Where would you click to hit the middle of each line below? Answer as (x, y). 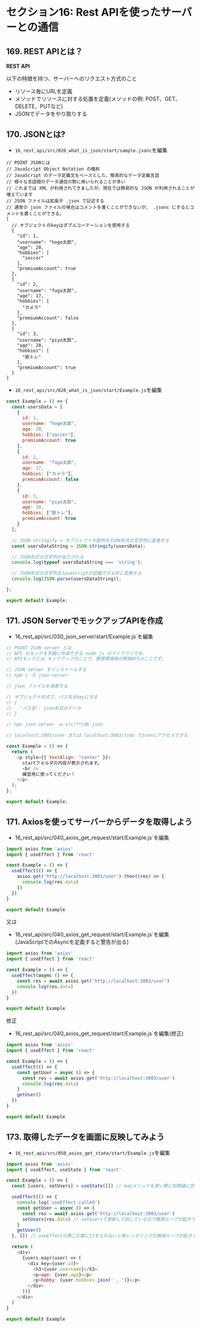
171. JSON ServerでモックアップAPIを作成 (85, 621)
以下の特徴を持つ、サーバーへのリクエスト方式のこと (72, 78)
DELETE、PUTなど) (39, 106)
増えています (19, 195)
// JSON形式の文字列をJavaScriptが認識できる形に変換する (77, 573)
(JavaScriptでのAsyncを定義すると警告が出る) (72, 942)
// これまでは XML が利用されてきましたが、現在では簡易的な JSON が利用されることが (100, 188)
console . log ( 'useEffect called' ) (59, 1203)
